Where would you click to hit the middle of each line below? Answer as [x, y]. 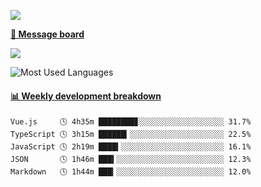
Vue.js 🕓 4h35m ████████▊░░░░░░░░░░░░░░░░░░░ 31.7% [131, 122]
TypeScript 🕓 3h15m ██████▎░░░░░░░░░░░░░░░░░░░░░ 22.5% [131, 135]
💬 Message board [47, 34]
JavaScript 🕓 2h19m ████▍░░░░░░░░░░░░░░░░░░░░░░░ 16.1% [131, 147]
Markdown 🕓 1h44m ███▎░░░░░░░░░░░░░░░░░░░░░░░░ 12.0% [131, 172]
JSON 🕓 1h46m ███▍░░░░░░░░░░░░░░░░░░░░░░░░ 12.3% [131, 160]
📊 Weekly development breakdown [86, 96]
